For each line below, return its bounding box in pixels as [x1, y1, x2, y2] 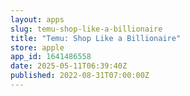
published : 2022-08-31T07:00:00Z [10, 71, 150, 81]
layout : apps [10, 14, 65, 25]
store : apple [10, 42, 65, 53]
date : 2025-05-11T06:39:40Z [10, 61, 128, 71]
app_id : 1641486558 [10, 52, 92, 62]
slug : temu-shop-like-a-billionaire [10, 24, 163, 34]
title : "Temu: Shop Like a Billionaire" [10, 33, 182, 43]
